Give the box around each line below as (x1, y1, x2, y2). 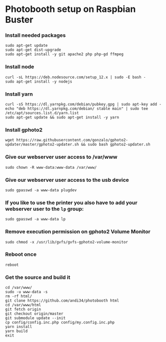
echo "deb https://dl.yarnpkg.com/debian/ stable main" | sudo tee (5, 106, 149, 112)
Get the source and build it (5, 274, 71, 281)
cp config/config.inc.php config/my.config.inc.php (5, 320, 115, 325)
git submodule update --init (5, 316, 66, 321)
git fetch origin (5, 307, 41, 312)
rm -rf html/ (5, 294, 32, 299)
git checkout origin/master (5, 311, 64, 317)
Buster (5, 14, 33, 25)
